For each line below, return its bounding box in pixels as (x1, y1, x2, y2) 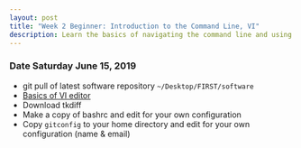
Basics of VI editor (22, 89, 92, 100)
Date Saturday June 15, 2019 (9, 60, 137, 72)
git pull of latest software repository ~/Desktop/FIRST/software (22, 80, 254, 91)
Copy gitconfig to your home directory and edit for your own (22, 118, 251, 129)
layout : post (9, 13, 59, 23)
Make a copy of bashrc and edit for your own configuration (22, 109, 242, 120)
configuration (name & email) (22, 128, 131, 139)
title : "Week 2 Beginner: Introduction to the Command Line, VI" (9, 22, 260, 31)
